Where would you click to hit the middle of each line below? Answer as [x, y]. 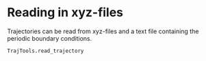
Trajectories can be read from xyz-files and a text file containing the [103, 31]
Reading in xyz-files [65, 13]
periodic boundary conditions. [50, 38]
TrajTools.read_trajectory [46, 51]
